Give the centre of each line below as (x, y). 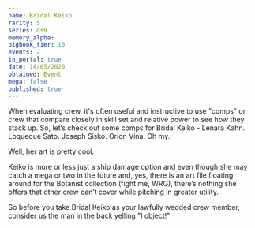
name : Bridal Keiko (40, 15)
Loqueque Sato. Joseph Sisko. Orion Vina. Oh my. (89, 136)
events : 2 (24, 52)
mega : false (28, 81)
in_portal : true (35, 60)
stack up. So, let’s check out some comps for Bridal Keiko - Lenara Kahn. (127, 128)
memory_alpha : (32, 37)
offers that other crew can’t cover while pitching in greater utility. (114, 192)
